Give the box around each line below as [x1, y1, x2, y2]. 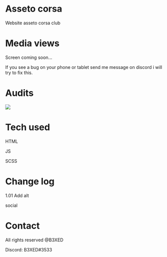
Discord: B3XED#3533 [5, 246, 52, 252]
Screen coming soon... [5, 54, 52, 60]
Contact [5, 220, 40, 231]
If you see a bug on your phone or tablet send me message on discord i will [5, 64, 162, 70]
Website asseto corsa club [5, 20, 61, 26]
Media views [5, 38, 60, 49]
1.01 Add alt [5, 192, 29, 198]
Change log [5, 175, 55, 187]
